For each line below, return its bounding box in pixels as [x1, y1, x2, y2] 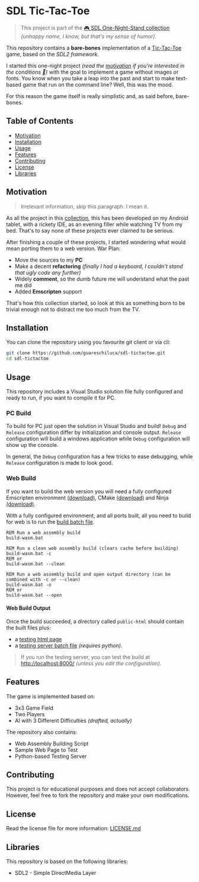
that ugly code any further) [14, 269, 81, 276]
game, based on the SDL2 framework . [6, 51, 99, 58]
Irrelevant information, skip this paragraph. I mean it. [20, 203, 149, 210]
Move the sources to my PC [14, 256, 83, 263]
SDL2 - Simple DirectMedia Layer [14, 869, 97, 876]
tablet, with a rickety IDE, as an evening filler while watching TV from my [6, 220, 183, 228]
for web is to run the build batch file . [6, 518, 95, 525]
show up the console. [6, 442, 59, 449]
